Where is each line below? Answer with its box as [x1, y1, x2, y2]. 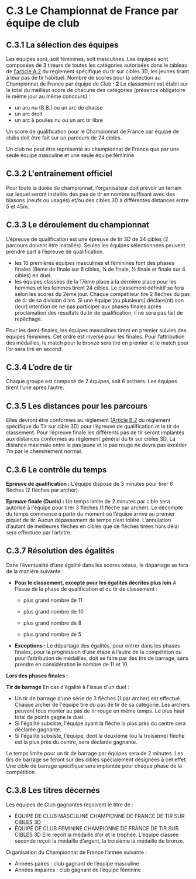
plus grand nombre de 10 [23, 608, 84, 615]
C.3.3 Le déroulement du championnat [6, 220, 149, 230]
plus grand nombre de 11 [23, 597, 83, 604]
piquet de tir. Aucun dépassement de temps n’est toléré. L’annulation [6, 517, 171, 524]
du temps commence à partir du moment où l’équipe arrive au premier [6, 510, 176, 517]
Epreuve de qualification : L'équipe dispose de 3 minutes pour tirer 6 [6, 481, 173, 488]
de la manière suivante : [6, 567, 64, 575]
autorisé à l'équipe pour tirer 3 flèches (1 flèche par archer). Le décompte [6, 504, 183, 511]
